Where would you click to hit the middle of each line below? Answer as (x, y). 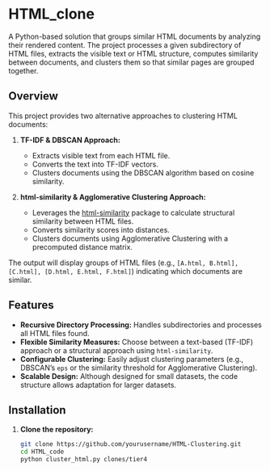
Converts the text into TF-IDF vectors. (95, 164)
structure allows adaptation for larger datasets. (98, 385)
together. (23, 70)
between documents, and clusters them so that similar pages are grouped (131, 62)
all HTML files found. (55, 333)
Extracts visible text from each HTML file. (101, 155)
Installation (37, 410)
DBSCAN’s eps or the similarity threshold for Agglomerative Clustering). (139, 368)
